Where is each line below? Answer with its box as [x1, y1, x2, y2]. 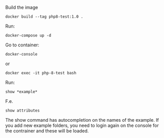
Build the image [5, 5, 38, 10]
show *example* [5, 89, 38, 94]
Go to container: [5, 42, 39, 48]
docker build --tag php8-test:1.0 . [5, 14, 83, 19]
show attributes [5, 108, 40, 113]
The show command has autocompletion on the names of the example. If [5, 117, 159, 123]
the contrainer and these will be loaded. [5, 128, 89, 134]
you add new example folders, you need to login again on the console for [5, 122, 159, 128]
